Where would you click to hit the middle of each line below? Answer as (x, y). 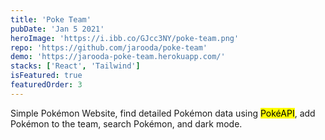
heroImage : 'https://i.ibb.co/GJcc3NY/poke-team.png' (125, 38)
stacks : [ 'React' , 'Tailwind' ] (75, 66)
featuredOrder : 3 (46, 85)
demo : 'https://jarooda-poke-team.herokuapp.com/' (118, 57)
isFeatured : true (46, 76)
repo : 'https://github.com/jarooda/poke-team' (109, 47)
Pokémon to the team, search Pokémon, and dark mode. (126, 123)
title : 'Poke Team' (51, 19)
